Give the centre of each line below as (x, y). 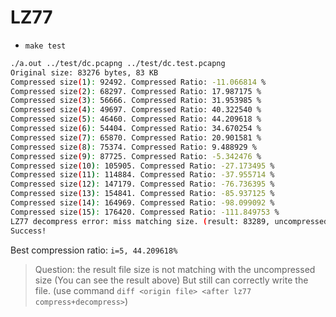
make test (45, 46)
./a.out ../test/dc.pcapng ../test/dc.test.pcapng (118, 63)
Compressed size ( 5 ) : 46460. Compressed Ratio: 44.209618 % (136, 119)
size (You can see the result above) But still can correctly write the (171, 280)
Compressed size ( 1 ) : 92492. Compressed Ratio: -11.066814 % (138, 82)
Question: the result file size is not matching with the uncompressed (175, 269)
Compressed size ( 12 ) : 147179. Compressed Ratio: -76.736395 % (142, 184)
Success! (28, 231)
